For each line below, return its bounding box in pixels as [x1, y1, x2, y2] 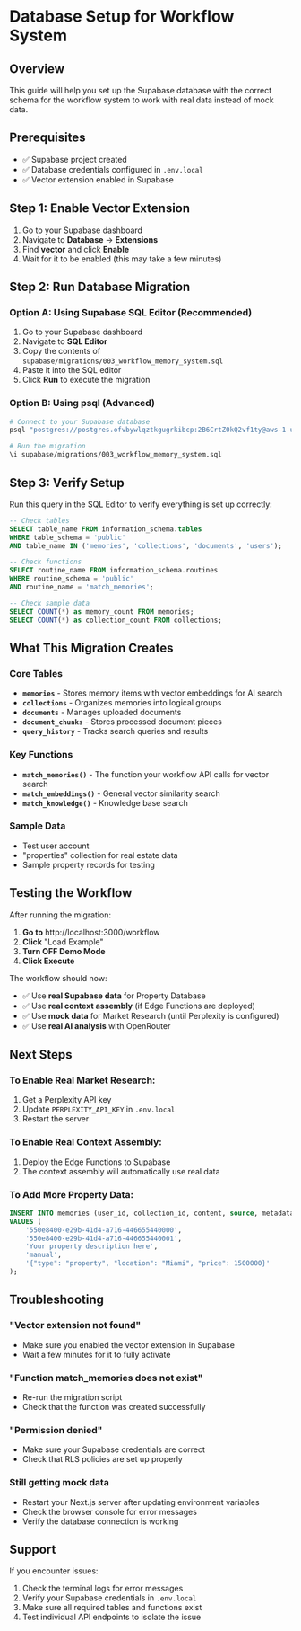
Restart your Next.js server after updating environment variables [21, 1496, 260, 1507]
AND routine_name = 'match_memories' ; [9, 582, 154, 592]
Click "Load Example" [21, 936, 105, 947]
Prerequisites [9, 130, 86, 146]
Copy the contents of [21, 346, 101, 357]
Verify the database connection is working [21, 1516, 179, 1527]
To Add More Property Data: [9, 1188, 134, 1201]
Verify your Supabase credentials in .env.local [21, 1592, 197, 1603]
